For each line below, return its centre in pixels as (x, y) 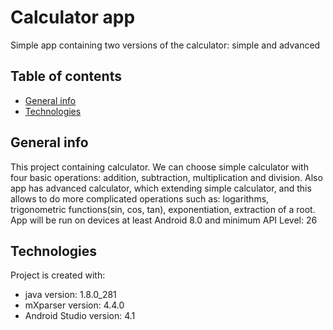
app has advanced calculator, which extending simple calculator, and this (161, 188)
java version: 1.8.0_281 (70, 295)
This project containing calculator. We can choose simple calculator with (159, 167)
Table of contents (66, 76)
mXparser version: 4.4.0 (74, 305)
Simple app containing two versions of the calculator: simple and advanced (165, 45)
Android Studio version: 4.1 (80, 316)
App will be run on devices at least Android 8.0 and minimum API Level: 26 (164, 220)
